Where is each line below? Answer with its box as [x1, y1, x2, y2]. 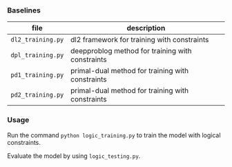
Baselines [7, 6, 41, 15]
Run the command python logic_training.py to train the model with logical [7, 130, 221, 139]
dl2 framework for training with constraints [70, 35, 209, 45]
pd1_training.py [10, 71, 64, 79]
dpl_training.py [10, 51, 64, 59]
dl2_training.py [10, 36, 64, 43]
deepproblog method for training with [70, 46, 192, 56]
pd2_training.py [10, 91, 64, 99]
